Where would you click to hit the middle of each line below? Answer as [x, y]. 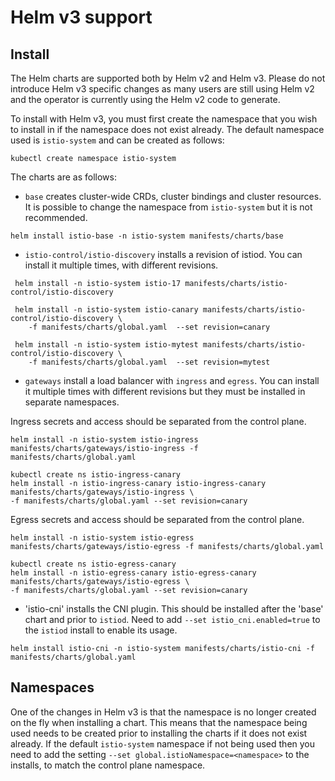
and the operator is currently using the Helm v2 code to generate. [145, 99]
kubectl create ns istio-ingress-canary [96, 475]
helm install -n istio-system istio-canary [106, 310]
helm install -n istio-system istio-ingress [104, 440]
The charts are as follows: [63, 177]
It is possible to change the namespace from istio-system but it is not [168, 207]
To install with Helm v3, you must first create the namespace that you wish [164, 119]
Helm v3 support [81, 17]
